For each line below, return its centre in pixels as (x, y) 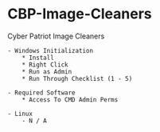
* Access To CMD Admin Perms (70, 100)
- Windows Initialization (50, 50)
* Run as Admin (47, 72)
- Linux (20, 114)
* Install (38, 58)
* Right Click (45, 65)
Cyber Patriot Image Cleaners (56, 36)
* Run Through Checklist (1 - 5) (77, 78)
